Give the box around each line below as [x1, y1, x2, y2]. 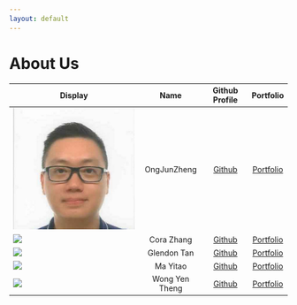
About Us [9, 53, 80, 73]
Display [59, 89, 88, 101]
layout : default [9, 14, 69, 23]
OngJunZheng [144, 164, 197, 175]
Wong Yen [151, 274, 190, 285]
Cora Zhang [148, 234, 193, 245]
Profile [212, 95, 239, 105]
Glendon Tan [147, 248, 194, 258]
